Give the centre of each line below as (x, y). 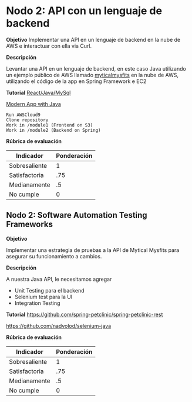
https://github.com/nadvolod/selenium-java (59, 325)
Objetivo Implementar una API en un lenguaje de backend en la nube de (93, 39)
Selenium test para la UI (43, 297)
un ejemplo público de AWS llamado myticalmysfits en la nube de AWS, (92, 75)
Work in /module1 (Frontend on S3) (50, 125)
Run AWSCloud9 (23, 115)
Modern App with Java (34, 104)
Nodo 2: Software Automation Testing (77, 215)
